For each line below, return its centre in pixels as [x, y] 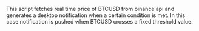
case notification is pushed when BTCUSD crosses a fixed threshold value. [99, 22]
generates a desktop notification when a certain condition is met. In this [96, 15]
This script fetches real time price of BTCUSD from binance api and [90, 9]
